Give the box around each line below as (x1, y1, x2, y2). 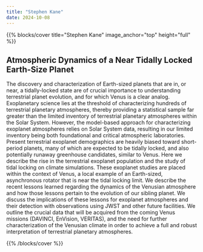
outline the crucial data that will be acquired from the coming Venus (6, 209, 176, 216)
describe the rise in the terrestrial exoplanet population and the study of (6, 158, 186, 165)
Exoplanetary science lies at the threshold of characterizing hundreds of (6, 100, 187, 107)
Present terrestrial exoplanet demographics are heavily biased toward (6, 138, 180, 146)
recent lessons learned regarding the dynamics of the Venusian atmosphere (6, 183, 196, 190)
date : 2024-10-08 (6, 15, 50, 21)
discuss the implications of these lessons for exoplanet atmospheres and (6, 196, 189, 203)
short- (181, 138, 197, 146)
